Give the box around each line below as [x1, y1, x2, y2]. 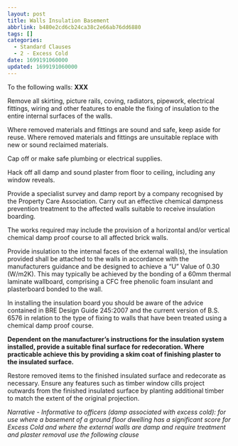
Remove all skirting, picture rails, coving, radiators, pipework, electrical [7, 97, 215, 105]
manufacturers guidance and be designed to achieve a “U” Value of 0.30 [7, 262, 220, 271]
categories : [7, 37, 43, 44]
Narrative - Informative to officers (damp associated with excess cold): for [7, 408, 226, 416]
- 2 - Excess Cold [13, 50, 69, 58]
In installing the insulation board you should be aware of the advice [7, 298, 204, 307]
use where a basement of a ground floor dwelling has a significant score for [7, 415, 231, 423]
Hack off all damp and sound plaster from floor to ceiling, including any [7, 168, 215, 176]
